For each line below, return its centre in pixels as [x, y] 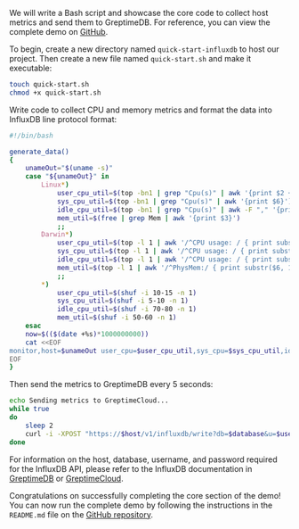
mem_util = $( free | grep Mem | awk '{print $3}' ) [149, 218]
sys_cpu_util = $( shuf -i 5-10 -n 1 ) [123, 301]
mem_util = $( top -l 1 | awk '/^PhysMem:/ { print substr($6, [170, 268]
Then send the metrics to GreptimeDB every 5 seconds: [111, 384]
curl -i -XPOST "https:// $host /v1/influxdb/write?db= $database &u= [151, 434]
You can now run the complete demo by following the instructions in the [141, 505]
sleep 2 [39, 426]
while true [29, 409]
